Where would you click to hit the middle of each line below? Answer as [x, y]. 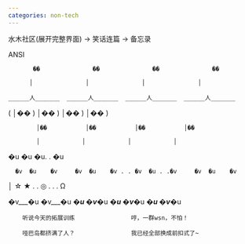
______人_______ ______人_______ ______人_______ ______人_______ [122, 98]
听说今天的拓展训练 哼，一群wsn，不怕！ [105, 218]
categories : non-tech [44, 15]
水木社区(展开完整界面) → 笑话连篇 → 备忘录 [80, 38]
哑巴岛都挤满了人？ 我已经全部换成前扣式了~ [111, 233]
